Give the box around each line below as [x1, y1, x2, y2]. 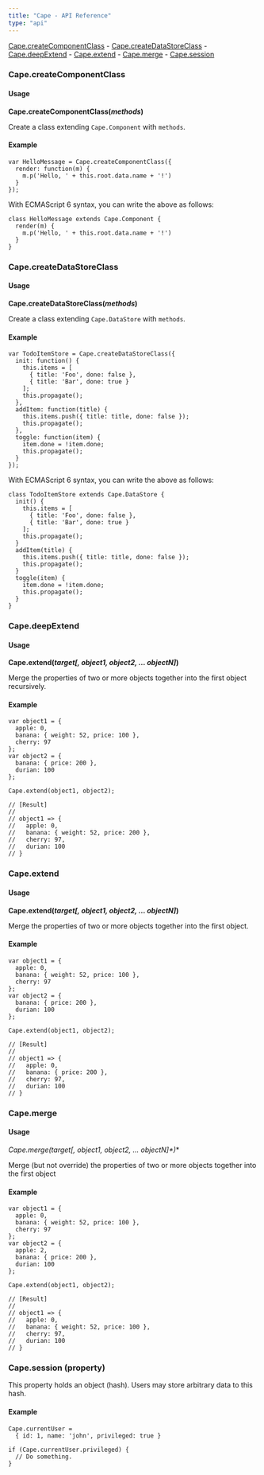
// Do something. [15, 1453, 73, 1461]
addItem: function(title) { [15, 406, 109, 414]
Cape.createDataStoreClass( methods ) [8, 298, 138, 308]
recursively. [8, 682, 47, 691]
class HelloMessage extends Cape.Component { [8, 215, 161, 223]
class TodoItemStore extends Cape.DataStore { [8, 491, 165, 499]
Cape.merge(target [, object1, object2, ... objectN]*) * [8, 1145, 180, 1154]
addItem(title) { [15, 547, 73, 555]
